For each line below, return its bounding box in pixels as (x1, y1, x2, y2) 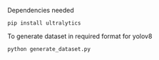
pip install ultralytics (7, 20, 81, 27)
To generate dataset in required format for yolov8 (7, 32, 153, 40)
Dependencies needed (7, 6, 75, 14)
